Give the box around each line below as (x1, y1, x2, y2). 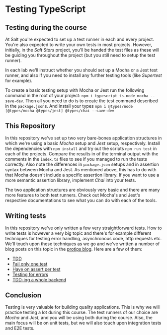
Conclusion (5, 291, 42, 300)
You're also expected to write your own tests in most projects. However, (5, 42, 153, 48)
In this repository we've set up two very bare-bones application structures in (5, 135, 162, 141)
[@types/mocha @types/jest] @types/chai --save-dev (5, 108, 114, 113)
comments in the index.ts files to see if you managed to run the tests (5, 156, 148, 162)
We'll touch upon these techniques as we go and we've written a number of (5, 241, 160, 247)
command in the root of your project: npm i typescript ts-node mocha (5, 93, 149, 98)
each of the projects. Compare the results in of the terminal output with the (5, 150, 159, 157)
